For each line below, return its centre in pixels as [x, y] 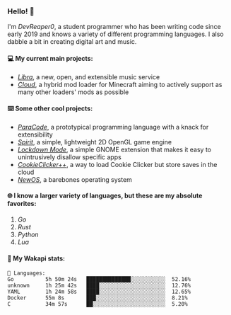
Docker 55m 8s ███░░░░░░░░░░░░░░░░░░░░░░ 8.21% [98, 298]
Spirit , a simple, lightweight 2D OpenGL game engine [94, 142]
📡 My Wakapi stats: [36, 258]
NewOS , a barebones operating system [75, 179]
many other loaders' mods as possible [73, 92]
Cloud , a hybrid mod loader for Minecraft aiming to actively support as [120, 84]
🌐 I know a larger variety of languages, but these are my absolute [105, 196]
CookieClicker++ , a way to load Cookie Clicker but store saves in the [117, 164]
